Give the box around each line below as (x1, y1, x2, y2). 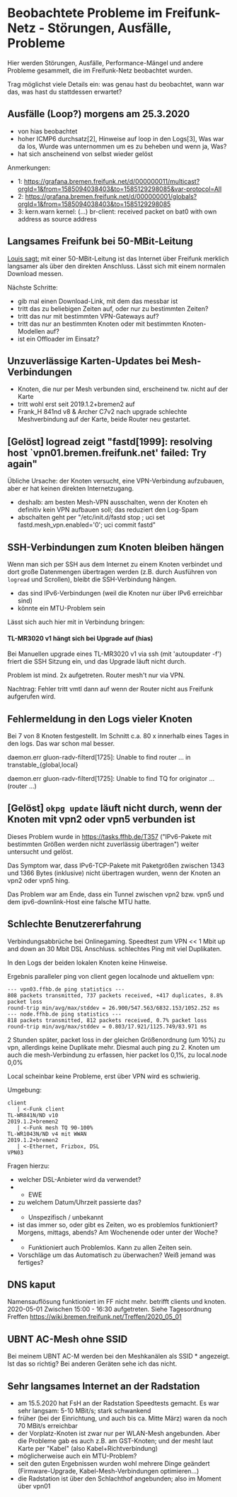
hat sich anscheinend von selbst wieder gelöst (17, 149, 154, 158)
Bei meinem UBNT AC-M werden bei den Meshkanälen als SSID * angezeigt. (7, 1352, 231, 1361)
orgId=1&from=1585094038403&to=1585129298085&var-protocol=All (17, 185, 222, 193)
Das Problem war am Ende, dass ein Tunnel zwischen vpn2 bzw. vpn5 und (7, 889, 224, 899)
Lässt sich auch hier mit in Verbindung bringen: (7, 618, 145, 626)
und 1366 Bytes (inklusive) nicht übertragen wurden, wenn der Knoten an (7, 868, 221, 877)
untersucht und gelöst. (7, 847, 74, 856)
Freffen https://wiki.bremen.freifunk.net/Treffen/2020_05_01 (7, 1312, 182, 1321)
